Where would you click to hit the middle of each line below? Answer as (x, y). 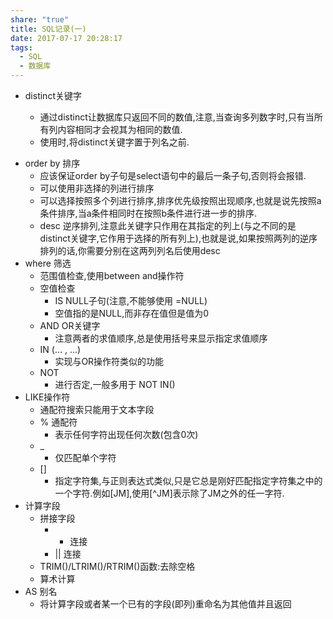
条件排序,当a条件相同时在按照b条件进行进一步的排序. (148, 213)
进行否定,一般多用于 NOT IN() (115, 384)
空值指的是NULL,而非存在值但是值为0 (132, 313)
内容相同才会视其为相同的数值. (120, 129)
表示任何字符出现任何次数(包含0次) (126, 434)
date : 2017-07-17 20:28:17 (66, 38)
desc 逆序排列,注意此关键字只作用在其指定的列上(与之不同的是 (168, 225)
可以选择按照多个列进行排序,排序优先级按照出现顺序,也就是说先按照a (180, 200)
